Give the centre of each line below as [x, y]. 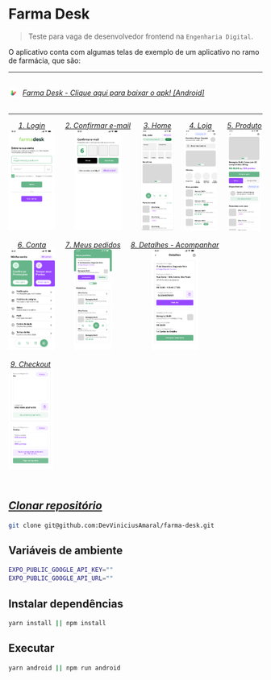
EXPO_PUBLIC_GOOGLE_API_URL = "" [61, 578]
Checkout [35, 364]
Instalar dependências [66, 604]
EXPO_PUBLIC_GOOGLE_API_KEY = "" [61, 570]
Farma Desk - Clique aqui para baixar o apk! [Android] [114, 93]
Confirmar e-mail [102, 125]
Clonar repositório [55, 506]
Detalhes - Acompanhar [179, 245]
